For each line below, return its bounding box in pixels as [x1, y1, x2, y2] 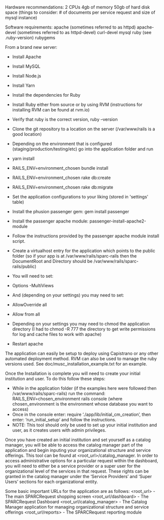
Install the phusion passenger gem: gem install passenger [12, 209, 129, 214]
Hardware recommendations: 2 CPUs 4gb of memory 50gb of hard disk [5, 4, 150, 10]
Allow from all [12, 311, 40, 317]
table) [12, 199, 25, 205]
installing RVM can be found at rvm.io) [12, 107, 90, 112]
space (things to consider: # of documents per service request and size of [5, 9, 156, 15]
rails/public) [12, 263, 37, 269]
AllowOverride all [12, 302, 47, 307]
